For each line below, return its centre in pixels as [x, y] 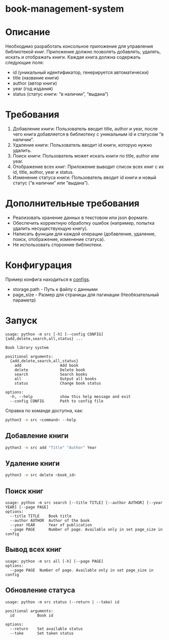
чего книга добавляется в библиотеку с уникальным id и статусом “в [88, 134]
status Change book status [58, 383]
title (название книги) [36, 78]
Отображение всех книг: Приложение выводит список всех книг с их [88, 167]
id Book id [32, 615]
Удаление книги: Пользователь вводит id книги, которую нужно [82, 145]
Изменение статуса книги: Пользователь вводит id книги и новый [84, 178]
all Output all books [55, 379]
